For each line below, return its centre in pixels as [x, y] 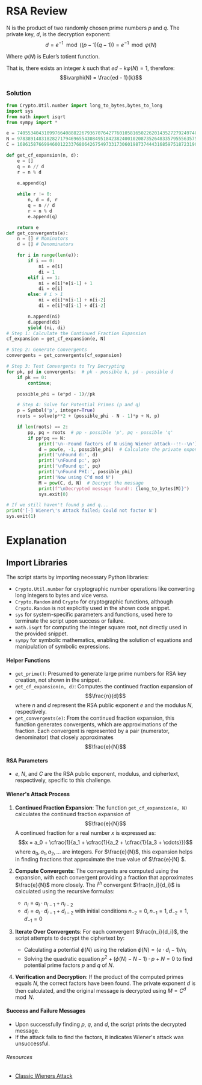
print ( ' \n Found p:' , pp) [69, 461]
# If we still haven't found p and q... [58, 505]
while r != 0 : [35, 194]
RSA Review [37, 11]
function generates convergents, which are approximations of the [96, 725]
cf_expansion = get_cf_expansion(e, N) [56, 339]
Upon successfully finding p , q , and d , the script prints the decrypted [100, 1024]
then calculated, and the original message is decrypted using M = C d [100, 990]
